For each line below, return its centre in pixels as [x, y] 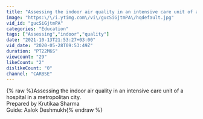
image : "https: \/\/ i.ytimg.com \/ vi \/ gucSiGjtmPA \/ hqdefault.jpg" [90, 18]
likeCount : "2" [25, 62]
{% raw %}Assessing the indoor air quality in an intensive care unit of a [95, 91]
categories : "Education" [37, 29]
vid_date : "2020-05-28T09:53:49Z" [50, 46]
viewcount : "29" [27, 57]
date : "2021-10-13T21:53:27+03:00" [51, 40]
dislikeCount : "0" [29, 68]
